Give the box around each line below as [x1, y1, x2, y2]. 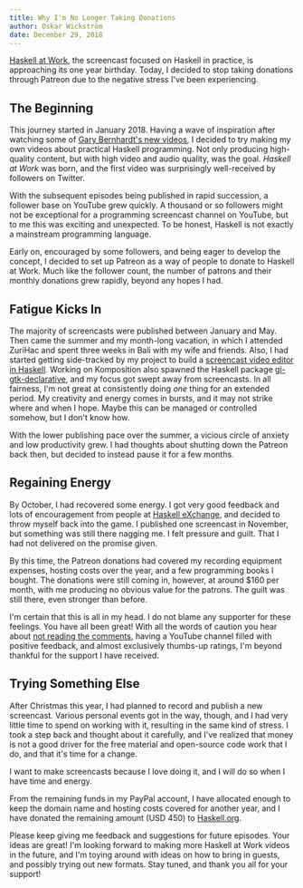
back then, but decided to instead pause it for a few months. [9, 449, 234, 459]
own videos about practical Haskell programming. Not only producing [9, 144, 269, 155]
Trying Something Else [9, 676, 140, 691]
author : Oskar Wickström [9, 22, 103, 31]
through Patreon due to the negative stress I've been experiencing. [9, 74, 260, 85]
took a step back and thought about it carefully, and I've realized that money [9, 729, 294, 739]
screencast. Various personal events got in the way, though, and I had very [9, 709, 289, 720]
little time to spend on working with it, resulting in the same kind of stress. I [9, 719, 289, 730]
